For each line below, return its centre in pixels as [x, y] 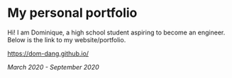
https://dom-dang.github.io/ [48, 53]
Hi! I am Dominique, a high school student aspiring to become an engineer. [116, 32]
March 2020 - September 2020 [53, 67]
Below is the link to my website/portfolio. [67, 39]
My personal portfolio [72, 13]
